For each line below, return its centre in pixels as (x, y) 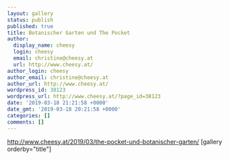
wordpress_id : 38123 (37, 90)
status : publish (30, 20)
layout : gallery (30, 13)
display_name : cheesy (44, 45)
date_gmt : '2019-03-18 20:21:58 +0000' (64, 109)
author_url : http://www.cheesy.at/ (58, 84)
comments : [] (26, 122)
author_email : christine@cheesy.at (58, 77)
